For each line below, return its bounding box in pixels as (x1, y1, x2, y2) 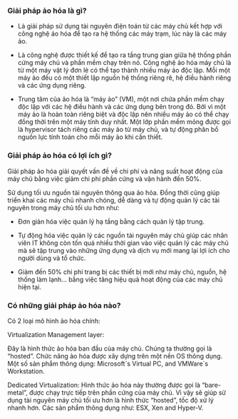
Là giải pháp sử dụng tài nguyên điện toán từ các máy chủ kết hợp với (17, 22, 223, 31)
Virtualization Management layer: (7, 330, 105, 338)
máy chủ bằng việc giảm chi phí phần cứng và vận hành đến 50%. (7, 174, 202, 183)
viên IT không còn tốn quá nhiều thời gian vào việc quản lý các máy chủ (17, 238, 229, 247)
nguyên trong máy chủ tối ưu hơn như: (7, 203, 120, 212)
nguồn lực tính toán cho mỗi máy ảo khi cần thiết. (17, 133, 163, 141)
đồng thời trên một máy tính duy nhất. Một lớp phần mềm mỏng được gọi (17, 118, 232, 126)
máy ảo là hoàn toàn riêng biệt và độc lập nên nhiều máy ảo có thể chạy (17, 110, 229, 119)
